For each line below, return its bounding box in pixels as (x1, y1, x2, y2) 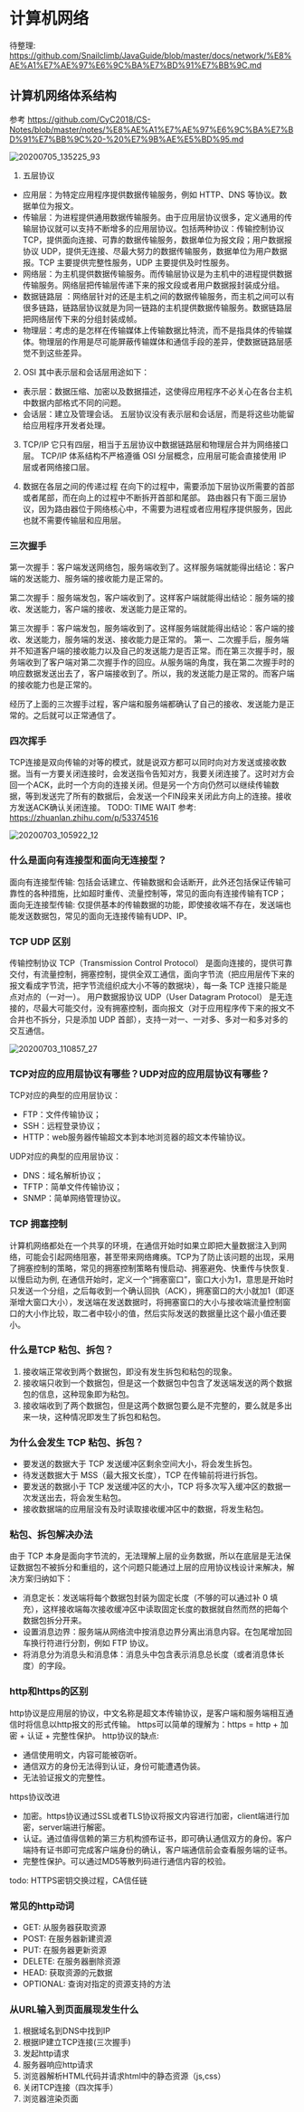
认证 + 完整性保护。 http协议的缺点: (26, 1729, 160, 1741)
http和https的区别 (9, 1685, 89, 1698)
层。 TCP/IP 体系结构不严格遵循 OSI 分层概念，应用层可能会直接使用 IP (22, 450, 287, 461)
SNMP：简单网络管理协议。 (22, 1193, 126, 1204)
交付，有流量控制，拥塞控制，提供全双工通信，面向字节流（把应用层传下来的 (9, 969, 295, 980)
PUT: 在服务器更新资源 (22, 1945, 107, 1956)
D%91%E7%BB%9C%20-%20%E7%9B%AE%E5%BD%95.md (9, 133, 244, 145)
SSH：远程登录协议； (22, 1121, 103, 1132)
